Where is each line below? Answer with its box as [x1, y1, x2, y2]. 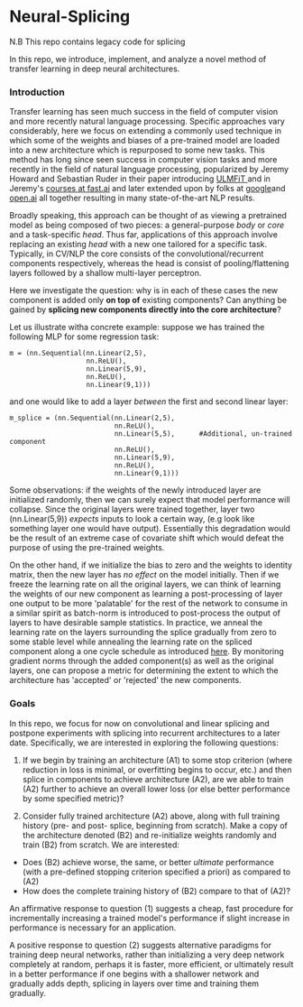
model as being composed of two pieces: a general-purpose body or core [9, 219, 285, 231]
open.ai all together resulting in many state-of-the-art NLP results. [9, 192, 255, 204]
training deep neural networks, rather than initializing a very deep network [9, 949, 285, 960]
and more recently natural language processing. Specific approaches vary [9, 115, 286, 127]
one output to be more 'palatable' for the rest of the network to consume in [9, 598, 289, 609]
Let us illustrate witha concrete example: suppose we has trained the [9, 322, 265, 333]
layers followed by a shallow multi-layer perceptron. [9, 268, 202, 279]
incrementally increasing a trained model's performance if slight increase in [9, 912, 290, 923]
